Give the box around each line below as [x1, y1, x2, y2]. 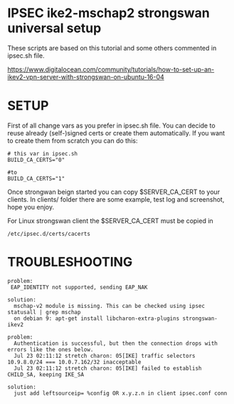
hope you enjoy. [7, 202, 55, 211]
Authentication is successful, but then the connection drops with [14, 340, 218, 347]
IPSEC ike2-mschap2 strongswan [7, 5, 210, 21]
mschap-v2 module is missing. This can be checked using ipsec [14, 302, 205, 309]
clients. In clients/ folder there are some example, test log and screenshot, [7, 195, 225, 204]
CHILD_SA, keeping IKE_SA [7, 371, 84, 378]
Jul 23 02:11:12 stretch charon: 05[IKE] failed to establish [14, 365, 202, 372]
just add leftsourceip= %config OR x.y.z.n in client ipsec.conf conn [14, 390, 228, 397]
